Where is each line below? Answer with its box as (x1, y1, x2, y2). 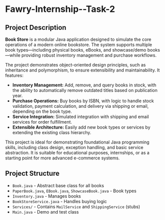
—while (5, 52, 21, 58)
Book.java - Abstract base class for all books (12, 182, 104, 188)
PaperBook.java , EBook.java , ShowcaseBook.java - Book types (12, 188, 137, 194)
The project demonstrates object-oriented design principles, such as (5, 62, 146, 68)
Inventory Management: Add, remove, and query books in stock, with (12, 82, 157, 88)
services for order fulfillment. (12, 119, 72, 125)
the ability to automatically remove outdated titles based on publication (12, 87, 158, 93)
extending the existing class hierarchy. (12, 130, 91, 135)
